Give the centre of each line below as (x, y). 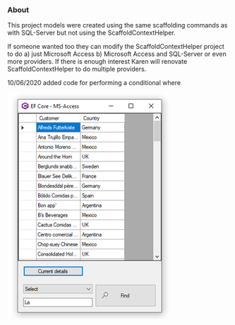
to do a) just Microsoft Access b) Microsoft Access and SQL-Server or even (117, 54)
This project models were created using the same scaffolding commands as (117, 25)
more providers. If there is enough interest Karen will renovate (97, 62)
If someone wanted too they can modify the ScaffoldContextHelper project (116, 47)
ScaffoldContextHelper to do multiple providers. (77, 69)
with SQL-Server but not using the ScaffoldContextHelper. (92, 33)
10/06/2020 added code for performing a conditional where (94, 83)
